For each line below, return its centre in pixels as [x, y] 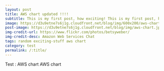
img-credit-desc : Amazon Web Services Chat [50, 37]
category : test [20, 46]
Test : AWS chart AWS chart [33, 64]
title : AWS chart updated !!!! [37, 14]
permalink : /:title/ [26, 50]
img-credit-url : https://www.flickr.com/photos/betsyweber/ [68, 32]
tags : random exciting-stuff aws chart [46, 41]
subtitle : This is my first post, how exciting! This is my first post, [81, 18]
